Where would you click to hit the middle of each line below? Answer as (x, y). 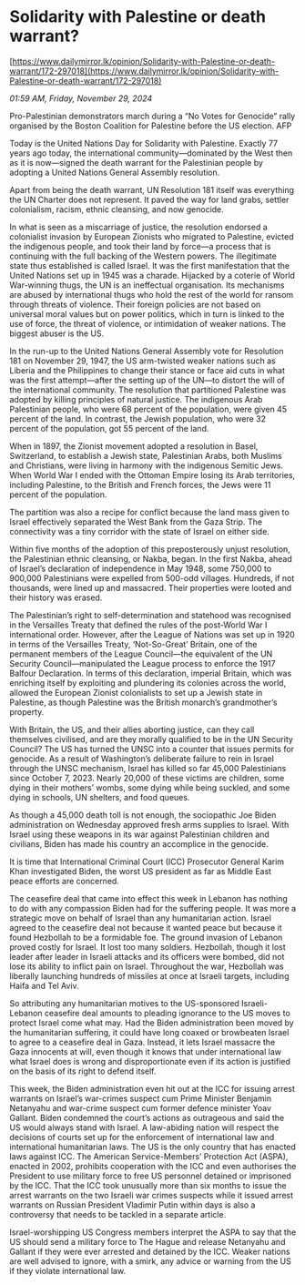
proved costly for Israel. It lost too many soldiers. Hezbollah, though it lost (148, 947)
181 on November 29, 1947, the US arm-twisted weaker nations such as (142, 361)
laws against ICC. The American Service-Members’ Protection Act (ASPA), (149, 1156)
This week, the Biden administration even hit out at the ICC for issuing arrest (152, 1088)
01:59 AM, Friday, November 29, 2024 (81, 98)
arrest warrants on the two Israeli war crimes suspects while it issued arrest (152, 1195)
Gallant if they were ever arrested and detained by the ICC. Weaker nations (150, 1251)
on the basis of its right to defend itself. (83, 1071)
